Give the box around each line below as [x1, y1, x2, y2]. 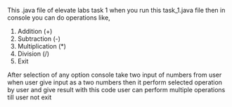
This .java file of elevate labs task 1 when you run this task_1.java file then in [7, 6, 226, 14]
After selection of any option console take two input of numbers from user [7, 70, 222, 79]
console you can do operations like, [7, 13, 110, 22]
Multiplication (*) [17, 42, 67, 50]
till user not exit [7, 93, 52, 101]
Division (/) [17, 49, 50, 58]
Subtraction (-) [17, 34, 61, 43]
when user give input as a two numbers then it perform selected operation [7, 78, 223, 87]
